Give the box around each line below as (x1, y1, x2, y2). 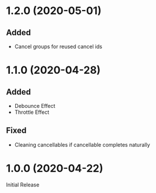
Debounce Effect (14, 103, 56, 109)
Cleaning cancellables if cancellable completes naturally (14, 141, 150, 148)
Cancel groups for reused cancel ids (14, 43, 102, 50)
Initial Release (6, 181, 40, 188)
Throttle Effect (14, 109, 50, 116)
